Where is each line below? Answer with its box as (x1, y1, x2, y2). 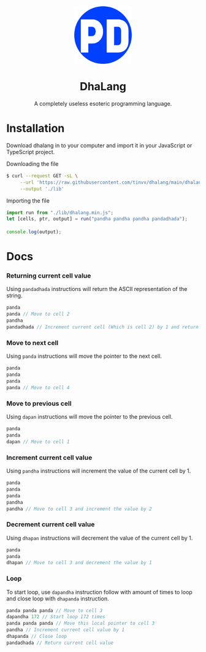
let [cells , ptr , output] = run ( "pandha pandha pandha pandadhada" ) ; (6, 216, 188, 222)
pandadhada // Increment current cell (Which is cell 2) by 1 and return (6, 324, 199, 330)
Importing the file (6, 196, 50, 204)
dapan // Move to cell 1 (6, 438, 70, 444)
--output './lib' (20, 185, 64, 192)
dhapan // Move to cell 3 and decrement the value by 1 (6, 560, 152, 566)
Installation (6, 122, 65, 136)
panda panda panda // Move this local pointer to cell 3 (6, 620, 155, 627)
